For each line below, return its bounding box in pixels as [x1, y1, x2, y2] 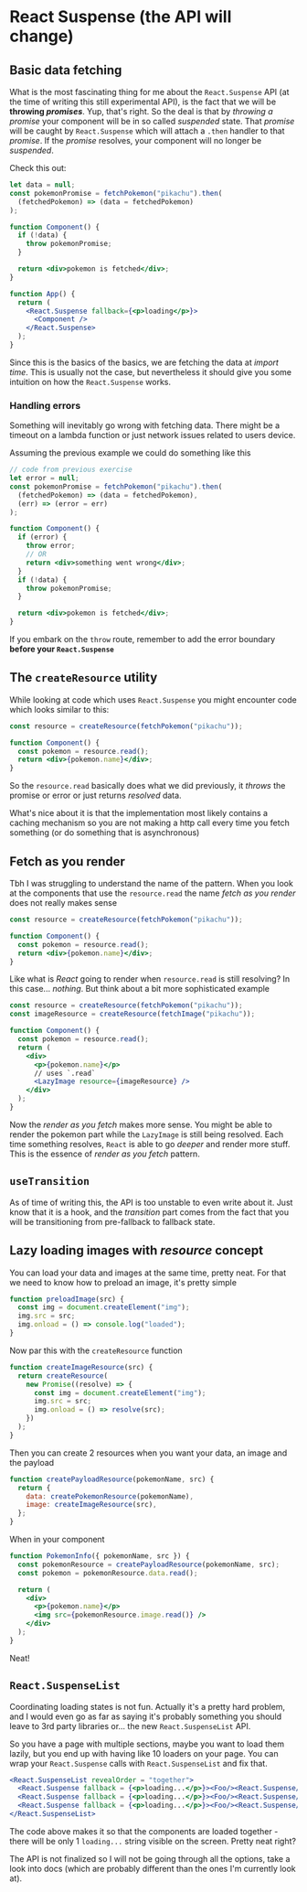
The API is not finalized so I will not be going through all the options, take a [9, 1853, 291, 1864]
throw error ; [26, 542, 76, 551]
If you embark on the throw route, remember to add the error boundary [9, 634, 276, 645]
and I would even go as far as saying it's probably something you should [9, 1711, 282, 1722]
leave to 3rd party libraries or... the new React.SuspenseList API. [9, 1720, 251, 1731]
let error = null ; [9, 474, 79, 483]
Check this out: [9, 163, 67, 173]
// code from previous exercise [9, 465, 132, 475]
